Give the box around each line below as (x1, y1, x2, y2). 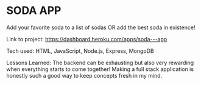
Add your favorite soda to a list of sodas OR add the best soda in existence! (6, 24, 196, 31)
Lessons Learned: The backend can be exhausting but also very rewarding (6, 59, 194, 66)
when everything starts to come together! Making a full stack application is (6, 65, 194, 73)
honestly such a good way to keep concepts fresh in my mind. (6, 72, 163, 79)
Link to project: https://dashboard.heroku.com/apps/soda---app (6, 35, 167, 42)
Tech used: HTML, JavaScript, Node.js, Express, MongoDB (6, 47, 154, 55)
